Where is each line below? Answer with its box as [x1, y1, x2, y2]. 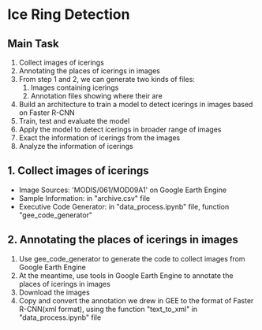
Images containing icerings [30, 83, 119, 92]
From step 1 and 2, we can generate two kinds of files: [18, 75, 195, 83]
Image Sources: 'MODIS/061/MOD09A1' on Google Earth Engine [18, 185, 226, 195]
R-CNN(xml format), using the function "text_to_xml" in [18, 304, 198, 313]
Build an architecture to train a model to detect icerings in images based [18, 100, 253, 109]
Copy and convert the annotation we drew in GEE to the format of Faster [18, 295, 254, 305]
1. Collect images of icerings [7, 164, 149, 178]
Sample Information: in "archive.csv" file [18, 193, 151, 202]
